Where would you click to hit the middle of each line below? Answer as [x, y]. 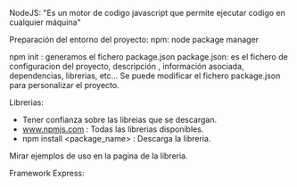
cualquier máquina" [45, 22]
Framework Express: [47, 173]
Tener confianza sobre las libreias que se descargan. [119, 120]
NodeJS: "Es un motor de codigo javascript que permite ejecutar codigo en [147, 13]
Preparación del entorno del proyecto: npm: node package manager [134, 40]
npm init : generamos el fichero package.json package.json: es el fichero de [148, 57]
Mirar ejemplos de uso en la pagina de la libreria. [99, 156]
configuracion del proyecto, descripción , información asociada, [127, 66]
